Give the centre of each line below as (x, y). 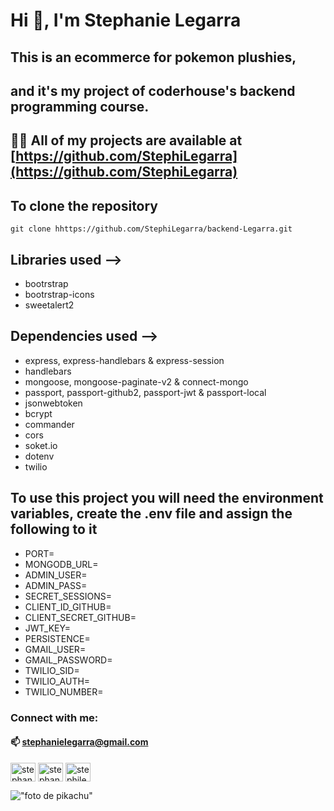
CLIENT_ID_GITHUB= (68, 606)
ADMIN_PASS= (56, 585)
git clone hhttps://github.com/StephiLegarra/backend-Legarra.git (151, 229)
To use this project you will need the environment (167, 498)
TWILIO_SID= (52, 670)
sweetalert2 (49, 305)
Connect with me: (54, 717)
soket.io (41, 445)
